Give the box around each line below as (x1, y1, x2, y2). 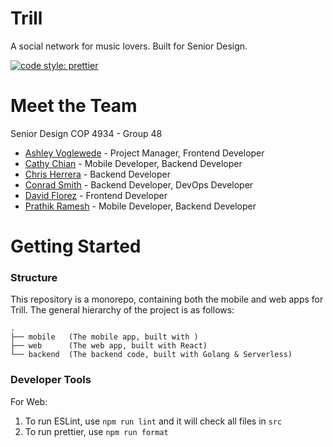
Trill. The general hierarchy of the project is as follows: (10, 304, 235, 316)
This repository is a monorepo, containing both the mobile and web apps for (10, 293, 324, 306)
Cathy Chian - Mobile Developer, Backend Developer (24, 157, 243, 169)
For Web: (10, 395, 48, 407)
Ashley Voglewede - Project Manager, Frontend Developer (24, 147, 265, 159)
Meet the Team (10, 95, 138, 117)
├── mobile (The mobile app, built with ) (10, 332, 199, 342)
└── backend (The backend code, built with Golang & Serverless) (10, 350, 293, 360)
